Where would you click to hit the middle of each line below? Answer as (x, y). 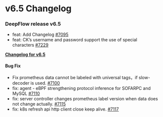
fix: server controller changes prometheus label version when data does (85, 98)
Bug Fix (13, 66)
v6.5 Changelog (39, 9)
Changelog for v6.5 (25, 55)
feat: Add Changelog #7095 (40, 34)
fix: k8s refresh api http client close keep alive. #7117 (66, 109)
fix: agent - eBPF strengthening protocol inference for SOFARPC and (81, 88)
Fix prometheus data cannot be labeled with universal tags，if (75, 77)
